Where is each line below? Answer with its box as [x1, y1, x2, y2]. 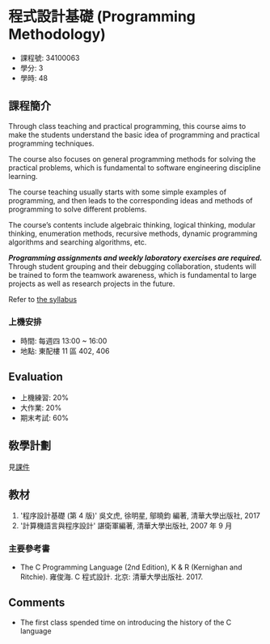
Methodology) [8, 25, 107, 44]
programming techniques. [8, 139, 95, 148]
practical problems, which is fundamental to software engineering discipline [8, 163, 261, 173]
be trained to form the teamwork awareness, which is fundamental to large [8, 270, 257, 279]
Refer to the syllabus [8, 294, 78, 304]
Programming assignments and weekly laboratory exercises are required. [8, 253, 263, 262]
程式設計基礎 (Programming [8, 7, 196, 26]
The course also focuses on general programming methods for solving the [8, 154, 256, 164]
